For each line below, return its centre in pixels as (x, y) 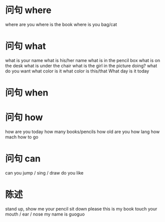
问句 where (28, 10)
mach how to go (22, 137)
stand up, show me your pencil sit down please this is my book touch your (81, 208)
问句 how (24, 117)
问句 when (27, 93)
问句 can (23, 159)
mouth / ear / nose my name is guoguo (45, 214)
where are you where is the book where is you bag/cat (61, 24)
